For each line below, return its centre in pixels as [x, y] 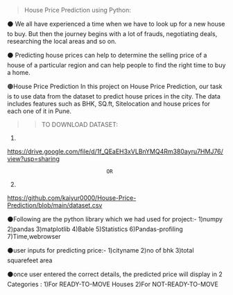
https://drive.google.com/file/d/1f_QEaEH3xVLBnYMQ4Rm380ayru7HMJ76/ [115, 151]
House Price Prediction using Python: [78, 10]
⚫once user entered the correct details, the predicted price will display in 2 [115, 274]
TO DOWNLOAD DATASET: [79, 125]
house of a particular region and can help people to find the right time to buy [116, 65]
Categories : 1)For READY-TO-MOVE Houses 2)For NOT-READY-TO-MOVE [113, 284]
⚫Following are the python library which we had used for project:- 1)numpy [115, 219]
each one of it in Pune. [39, 111]
